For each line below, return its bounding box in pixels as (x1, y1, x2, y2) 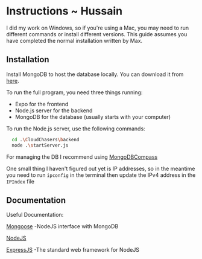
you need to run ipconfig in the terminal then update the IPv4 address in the (6, 171, 196, 179)
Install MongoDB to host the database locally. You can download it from (6, 71, 184, 78)
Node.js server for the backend (14, 107, 93, 114)
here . (6, 77, 19, 84)
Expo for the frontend (14, 100, 69, 107)
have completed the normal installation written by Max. (6, 37, 143, 44)
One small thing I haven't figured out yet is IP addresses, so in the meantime (6, 165, 195, 172)
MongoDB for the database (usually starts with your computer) (14, 113, 171, 120)
